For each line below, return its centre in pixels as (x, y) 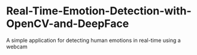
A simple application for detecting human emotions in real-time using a (93, 40)
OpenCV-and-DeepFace (68, 24)
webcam (17, 47)
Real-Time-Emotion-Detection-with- (99, 11)
